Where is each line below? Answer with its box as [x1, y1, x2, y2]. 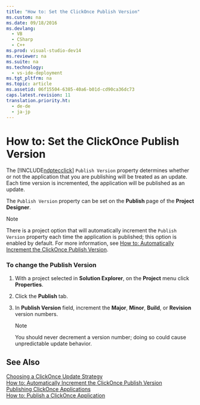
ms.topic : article [6, 81, 52, 87]
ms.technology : [6, 64, 44, 70]
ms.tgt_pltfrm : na [6, 75, 52, 81]
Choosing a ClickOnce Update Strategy [6, 373, 103, 380]
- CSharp [11, 36, 33, 42]
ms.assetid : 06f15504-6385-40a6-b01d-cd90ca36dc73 [6, 87, 135, 93]
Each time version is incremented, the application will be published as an [6, 180, 185, 187]
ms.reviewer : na [6, 53, 47, 59]
